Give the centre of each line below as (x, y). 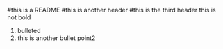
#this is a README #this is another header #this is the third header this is (112, 10)
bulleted (29, 31)
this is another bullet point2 (56, 38)
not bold (19, 17)
